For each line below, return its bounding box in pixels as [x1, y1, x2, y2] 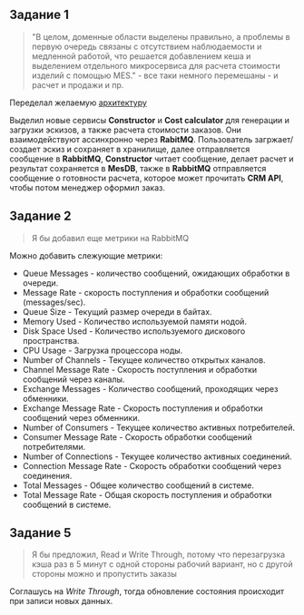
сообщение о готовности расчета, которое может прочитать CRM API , [9, 172, 284, 183]
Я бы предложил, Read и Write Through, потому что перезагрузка [31, 549, 286, 561]
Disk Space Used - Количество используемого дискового [22, 326, 246, 337]
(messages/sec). [22, 297, 86, 307]
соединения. [22, 470, 73, 481]
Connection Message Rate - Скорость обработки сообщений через [22, 460, 281, 471]
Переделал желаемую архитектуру [9, 97, 148, 108]
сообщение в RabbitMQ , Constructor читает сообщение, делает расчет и [9, 153, 294, 164]
